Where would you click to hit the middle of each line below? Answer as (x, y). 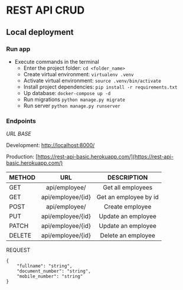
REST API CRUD (45, 10)
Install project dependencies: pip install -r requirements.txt (100, 87)
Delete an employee (128, 236)
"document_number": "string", (54, 271)
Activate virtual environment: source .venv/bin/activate (92, 80)
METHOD (22, 178)
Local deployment (40, 32)
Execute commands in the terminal (57, 61)
